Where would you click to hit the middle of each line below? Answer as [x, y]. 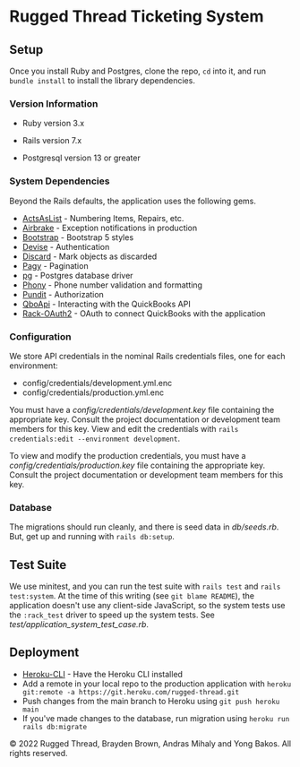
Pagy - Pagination [55, 265]
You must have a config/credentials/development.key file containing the [142, 409]
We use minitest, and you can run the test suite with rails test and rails [145, 586]
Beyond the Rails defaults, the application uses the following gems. [133, 201]
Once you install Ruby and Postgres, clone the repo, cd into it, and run [138, 71]
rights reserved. [39, 753]
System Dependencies [60, 181]
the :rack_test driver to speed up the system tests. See [112, 615]
